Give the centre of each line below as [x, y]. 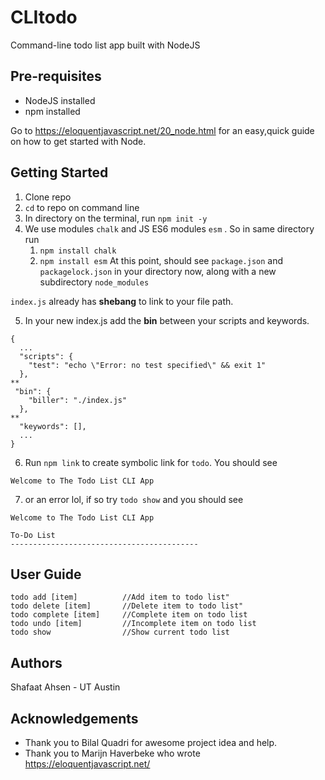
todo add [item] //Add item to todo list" [120, 597]
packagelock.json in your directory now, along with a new [158, 271]
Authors [36, 662]
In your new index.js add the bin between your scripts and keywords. [167, 320]
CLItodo [44, 17]
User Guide [46, 574]
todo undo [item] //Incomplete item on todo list [133, 624]
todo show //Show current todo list [120, 632]
